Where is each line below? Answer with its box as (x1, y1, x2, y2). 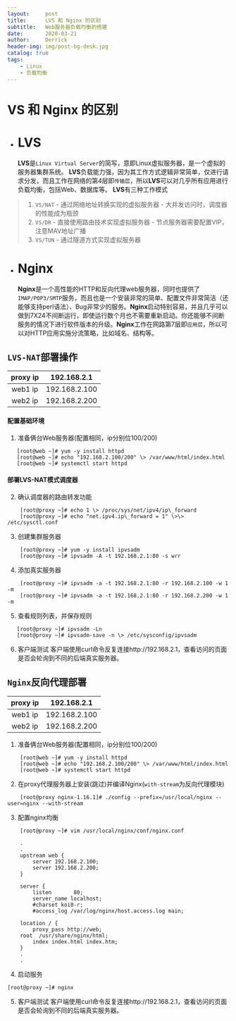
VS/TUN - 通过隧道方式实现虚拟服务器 (35, 235, 141, 244)
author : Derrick (7, 37, 68, 44)
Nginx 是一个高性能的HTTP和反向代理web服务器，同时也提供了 (17, 285, 201, 293)
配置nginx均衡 (17, 813, 58, 822)
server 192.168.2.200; (32, 864, 99, 871)
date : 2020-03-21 (7, 30, 77, 37)
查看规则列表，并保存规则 (17, 611, 92, 620)
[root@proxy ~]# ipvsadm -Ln (16, 625, 102, 633)
